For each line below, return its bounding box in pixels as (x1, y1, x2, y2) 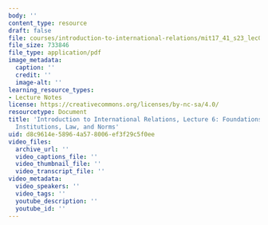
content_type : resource (8, 19, 88, 27)
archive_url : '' (15, 145, 69, 153)
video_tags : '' (15, 189, 66, 198)
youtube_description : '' (15, 197, 98, 205)
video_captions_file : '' (15, 152, 98, 160)
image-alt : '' (15, 78, 62, 86)
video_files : (8, 137, 52, 146)
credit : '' (15, 71, 52, 79)
